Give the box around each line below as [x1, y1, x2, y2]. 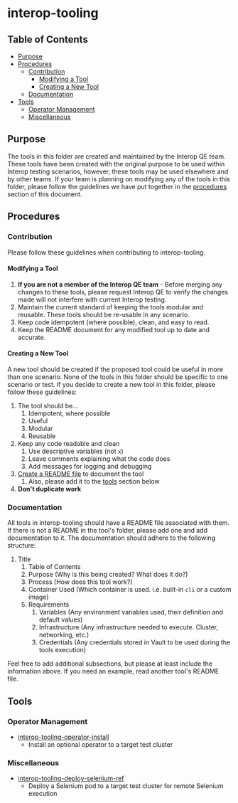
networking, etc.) [38, 631, 90, 639]
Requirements [28, 600, 70, 609]
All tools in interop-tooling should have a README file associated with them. [7, 519, 229, 527]
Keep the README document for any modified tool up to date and [17, 325, 210, 334]
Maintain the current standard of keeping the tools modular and [17, 302, 204, 311]
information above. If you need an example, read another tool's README [7, 667, 220, 676]
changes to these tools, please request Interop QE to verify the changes [17, 287, 229, 296]
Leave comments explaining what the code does [28, 454, 171, 463]
